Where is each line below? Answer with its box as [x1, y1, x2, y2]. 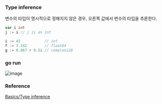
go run [5, 59, 21, 66]
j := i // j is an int [5, 30, 51, 35]
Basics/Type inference [5, 94, 50, 100]
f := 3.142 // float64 [5, 43, 67, 48]
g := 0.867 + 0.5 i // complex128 [5, 48, 73, 53]
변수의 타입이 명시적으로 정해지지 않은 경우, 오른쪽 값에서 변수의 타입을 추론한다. [5, 16, 158, 21]
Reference [5, 83, 30, 89]
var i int [5, 25, 25, 30]
